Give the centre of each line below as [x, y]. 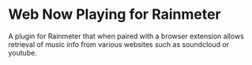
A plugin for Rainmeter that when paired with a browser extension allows [126, 36]
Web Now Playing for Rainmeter [115, 14]
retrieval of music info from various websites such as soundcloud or [119, 44]
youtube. [23, 52]
